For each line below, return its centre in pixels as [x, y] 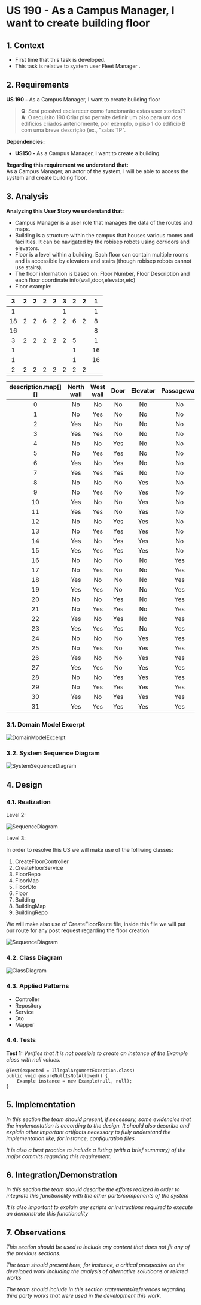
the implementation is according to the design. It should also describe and [98, 1125]
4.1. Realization [28, 802]
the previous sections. [33, 1253]
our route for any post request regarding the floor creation [78, 930]
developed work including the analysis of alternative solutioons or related [97, 1271]
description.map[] [35, 387]
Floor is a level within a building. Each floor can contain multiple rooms [102, 254]
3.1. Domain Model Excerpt [46, 724]
